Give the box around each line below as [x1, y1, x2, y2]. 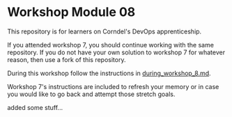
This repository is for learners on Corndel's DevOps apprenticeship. [7, 27, 202, 36]
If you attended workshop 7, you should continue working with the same [7, 40, 215, 49]
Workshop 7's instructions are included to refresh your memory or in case [7, 82, 219, 91]
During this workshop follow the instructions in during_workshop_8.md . [7, 69, 211, 77]
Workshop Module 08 [7, 4, 136, 20]
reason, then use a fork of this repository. [7, 55, 126, 63]
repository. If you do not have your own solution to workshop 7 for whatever [7, 48, 225, 56]
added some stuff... [7, 103, 63, 111]
